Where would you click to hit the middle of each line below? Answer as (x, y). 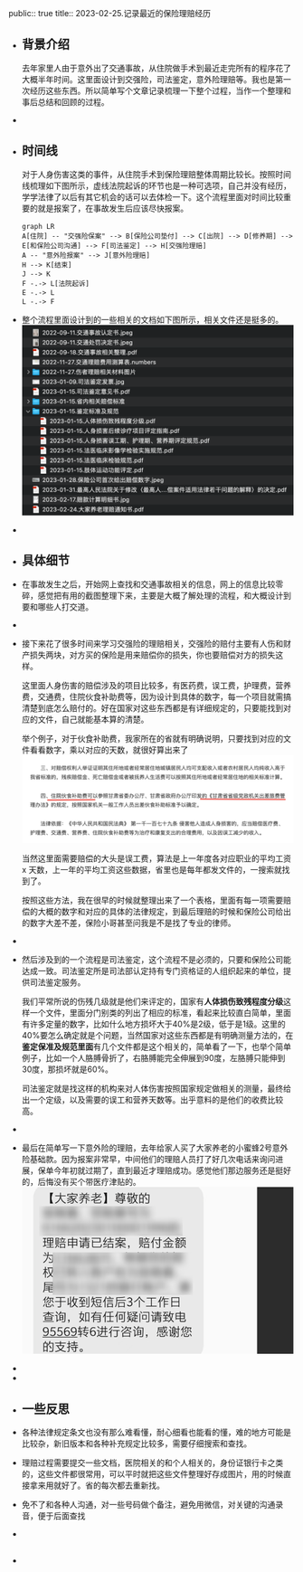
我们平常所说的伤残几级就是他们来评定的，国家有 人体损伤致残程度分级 (152, 1001)
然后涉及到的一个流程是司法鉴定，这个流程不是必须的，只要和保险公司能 (156, 960)
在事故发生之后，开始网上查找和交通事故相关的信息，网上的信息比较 (148, 584)
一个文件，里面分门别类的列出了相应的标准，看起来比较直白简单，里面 (160, 1013)
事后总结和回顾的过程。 (65, 101)
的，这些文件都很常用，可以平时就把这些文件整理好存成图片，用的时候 (152, 1474)
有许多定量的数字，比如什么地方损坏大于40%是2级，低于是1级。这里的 (153, 1024)
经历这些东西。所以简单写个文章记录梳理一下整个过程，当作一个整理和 (160, 90)
